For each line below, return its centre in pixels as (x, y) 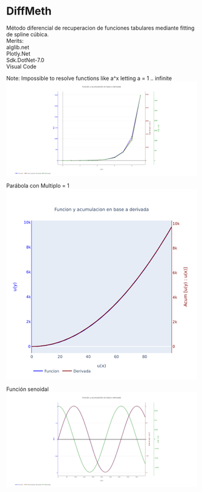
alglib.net (18, 47)
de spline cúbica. (28, 34)
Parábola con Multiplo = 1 (38, 186)
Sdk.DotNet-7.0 (25, 60)
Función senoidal (28, 389)
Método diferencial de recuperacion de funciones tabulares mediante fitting (100, 28)
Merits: (15, 41)
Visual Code (21, 66)
